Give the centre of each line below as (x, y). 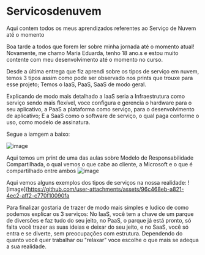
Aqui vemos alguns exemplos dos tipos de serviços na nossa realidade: (96, 182)
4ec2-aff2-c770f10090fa (38, 195)
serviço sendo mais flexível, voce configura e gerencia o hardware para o (99, 103)
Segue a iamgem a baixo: (38, 134)
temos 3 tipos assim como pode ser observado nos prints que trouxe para (100, 78)
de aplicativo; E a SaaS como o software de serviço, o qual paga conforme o (103, 116)
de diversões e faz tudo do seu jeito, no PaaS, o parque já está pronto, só (99, 220)
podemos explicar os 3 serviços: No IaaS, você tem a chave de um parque (100, 214)
